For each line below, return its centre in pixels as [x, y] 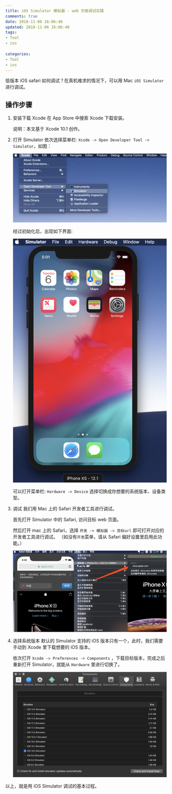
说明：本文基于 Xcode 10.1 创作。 [48, 129]
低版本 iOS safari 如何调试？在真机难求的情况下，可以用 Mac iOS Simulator [85, 81]
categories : [18, 54]
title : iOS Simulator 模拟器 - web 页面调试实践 [55, 11]
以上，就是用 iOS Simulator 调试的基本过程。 [52, 786]
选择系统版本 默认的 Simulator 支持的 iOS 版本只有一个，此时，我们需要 [88, 641]
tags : [11, 33]
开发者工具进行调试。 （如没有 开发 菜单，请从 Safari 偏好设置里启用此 [85, 537]
